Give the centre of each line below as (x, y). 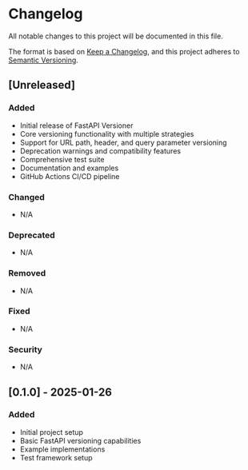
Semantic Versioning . (43, 60)
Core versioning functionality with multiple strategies (107, 133)
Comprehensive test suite (62, 159)
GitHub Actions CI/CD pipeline (70, 176)
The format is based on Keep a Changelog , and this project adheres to (124, 51)
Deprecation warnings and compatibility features (100, 151)
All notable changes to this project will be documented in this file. (116, 36)
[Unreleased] (42, 85)
